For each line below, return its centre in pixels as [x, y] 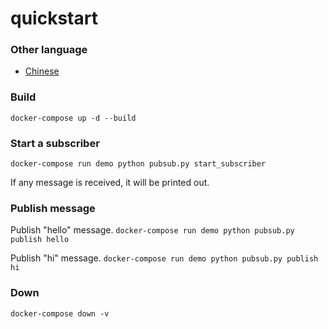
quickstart [54, 18]
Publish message [53, 208]
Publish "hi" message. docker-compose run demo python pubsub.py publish [164, 258]
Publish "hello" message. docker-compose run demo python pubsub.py [152, 230]
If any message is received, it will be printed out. [110, 183]
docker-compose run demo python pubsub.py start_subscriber [138, 164]
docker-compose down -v [60, 313]
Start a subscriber [55, 143]
